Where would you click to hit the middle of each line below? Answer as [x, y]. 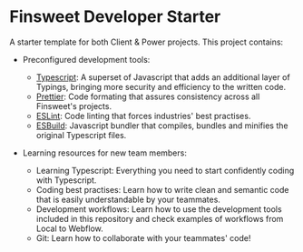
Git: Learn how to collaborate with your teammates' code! [143, 237]
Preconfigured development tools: [86, 59]
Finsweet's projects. [73, 106]
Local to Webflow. [69, 228]
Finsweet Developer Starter [115, 17]
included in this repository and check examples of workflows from [160, 218]
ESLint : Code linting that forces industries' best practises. [143, 116]
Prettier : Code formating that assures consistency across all [148, 96]
